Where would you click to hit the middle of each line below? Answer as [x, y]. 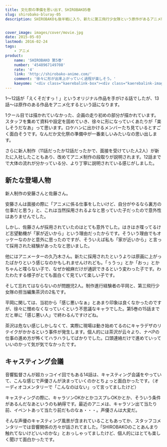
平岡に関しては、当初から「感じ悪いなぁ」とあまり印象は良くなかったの [79, 302]
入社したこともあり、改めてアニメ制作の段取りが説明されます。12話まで [87, 157]
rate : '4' [24, 70]
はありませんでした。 [27, 216]
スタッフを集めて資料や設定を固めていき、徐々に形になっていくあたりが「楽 [83, 121]
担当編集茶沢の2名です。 [43, 292]
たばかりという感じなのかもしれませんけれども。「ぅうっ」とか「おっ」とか [83, 262]
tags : [11, 46]
